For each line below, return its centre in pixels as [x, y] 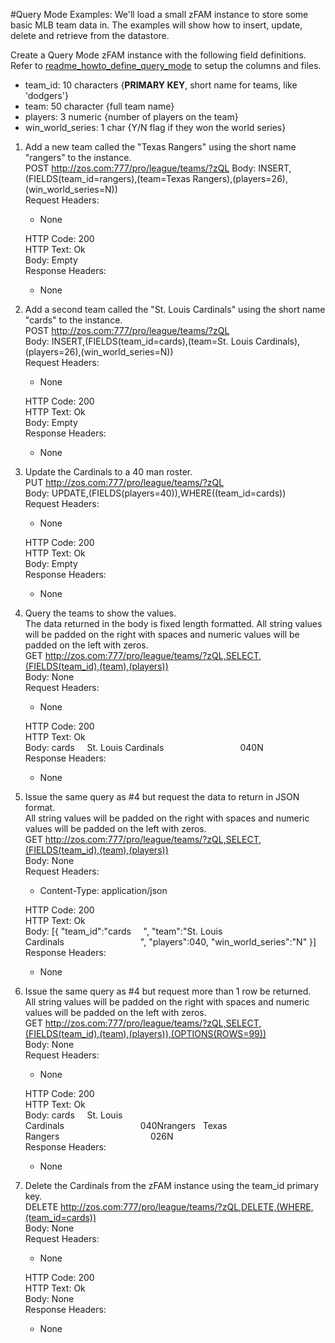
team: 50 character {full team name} [99, 106]
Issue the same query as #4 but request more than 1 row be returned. [168, 991]
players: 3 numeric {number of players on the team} [131, 117]
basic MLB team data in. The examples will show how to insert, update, [156, 25]
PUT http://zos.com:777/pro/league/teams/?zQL [124, 482]
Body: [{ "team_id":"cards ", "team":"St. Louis [123, 931]
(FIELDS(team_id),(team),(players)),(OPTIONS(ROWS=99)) [145, 1033]
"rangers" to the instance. [78, 157]
